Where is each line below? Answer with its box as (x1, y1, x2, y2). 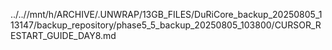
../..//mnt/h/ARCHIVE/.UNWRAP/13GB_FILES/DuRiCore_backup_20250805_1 (10, 9, 323, 20)
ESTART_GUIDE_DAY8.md (10, 30, 117, 41)
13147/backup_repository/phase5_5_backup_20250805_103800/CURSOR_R (10, 19, 322, 31)
